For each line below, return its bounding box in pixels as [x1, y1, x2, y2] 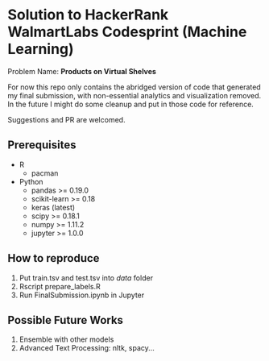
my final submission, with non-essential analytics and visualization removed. [7, 90, 262, 100]
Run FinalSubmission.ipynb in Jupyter [19, 290, 145, 300]
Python [19, 176, 43, 186]
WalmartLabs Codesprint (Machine [7, 23, 247, 41]
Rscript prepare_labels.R [19, 281, 101, 291]
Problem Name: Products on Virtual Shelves [7, 66, 156, 76]
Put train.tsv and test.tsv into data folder [19, 272, 154, 283]
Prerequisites [7, 139, 77, 152]
